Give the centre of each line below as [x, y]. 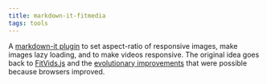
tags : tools [28, 23]
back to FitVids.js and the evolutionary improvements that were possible [128, 63]
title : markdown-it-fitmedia [57, 16]
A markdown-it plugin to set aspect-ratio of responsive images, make [123, 46]
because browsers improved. [57, 71]
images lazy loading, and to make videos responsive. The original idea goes [134, 54]
